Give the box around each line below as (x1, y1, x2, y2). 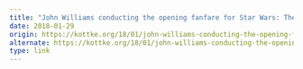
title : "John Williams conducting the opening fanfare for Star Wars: (9, 13, 280, 22)
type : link (9, 47, 50, 56)
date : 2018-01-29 (9, 22, 75, 30)
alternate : (9, 38, 50, 47)
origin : (9, 30, 39, 39)
